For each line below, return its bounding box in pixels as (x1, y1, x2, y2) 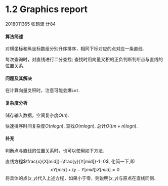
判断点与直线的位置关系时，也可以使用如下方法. (5, 148, 105, 154)
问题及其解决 (5, 75, 32, 81)
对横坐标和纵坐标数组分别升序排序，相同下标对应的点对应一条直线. (5, 45, 144, 52)
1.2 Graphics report (5, 4, 88, 15)
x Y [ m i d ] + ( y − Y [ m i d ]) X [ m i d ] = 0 (50, 166, 120, 172)
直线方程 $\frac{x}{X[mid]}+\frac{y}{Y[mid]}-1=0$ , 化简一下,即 (5, 158, 135, 164)
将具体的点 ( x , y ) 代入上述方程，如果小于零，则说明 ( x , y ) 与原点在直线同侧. (5, 175, 156, 181)
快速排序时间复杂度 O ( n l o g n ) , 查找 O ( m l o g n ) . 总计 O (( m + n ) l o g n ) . (5, 123, 138, 129)
